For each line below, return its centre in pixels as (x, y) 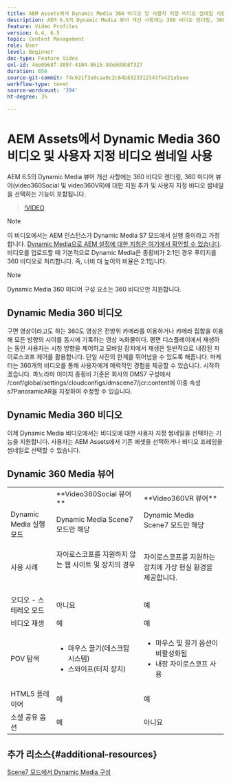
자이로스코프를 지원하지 (92, 554)
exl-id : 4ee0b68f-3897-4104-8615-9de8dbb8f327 (75, 65)
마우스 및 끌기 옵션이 (187, 643)
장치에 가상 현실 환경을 (178, 567)
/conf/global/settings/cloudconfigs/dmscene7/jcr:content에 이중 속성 (104, 383)
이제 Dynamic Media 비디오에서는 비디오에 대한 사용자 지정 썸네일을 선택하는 (111, 433)
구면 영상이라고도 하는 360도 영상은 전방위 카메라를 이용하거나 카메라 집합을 (109, 331)
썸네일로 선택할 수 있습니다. (44, 450)
